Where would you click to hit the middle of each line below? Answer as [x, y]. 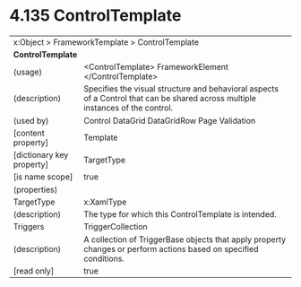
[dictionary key [41, 155]
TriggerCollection [116, 227]
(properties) [35, 189]
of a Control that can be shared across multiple [170, 99]
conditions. [104, 258]
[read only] [34, 271]
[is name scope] [43, 177]
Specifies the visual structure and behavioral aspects [181, 89]
